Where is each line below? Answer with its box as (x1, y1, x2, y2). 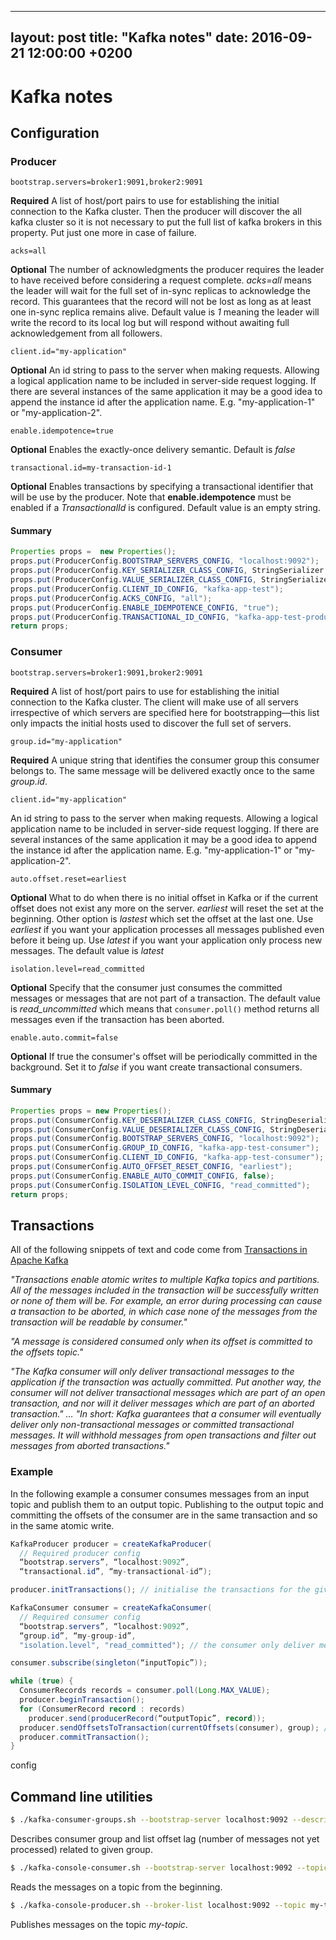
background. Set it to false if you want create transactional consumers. (10, 1061, 303, 1073)
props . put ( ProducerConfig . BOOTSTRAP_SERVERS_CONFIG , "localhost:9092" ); (10, 556, 320, 566)
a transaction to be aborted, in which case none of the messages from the (10, 1306, 318, 1318)
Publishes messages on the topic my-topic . (10, 1918, 188, 1930)
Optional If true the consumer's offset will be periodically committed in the (10, 1050, 318, 1062)
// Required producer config (19, 1548, 141, 1558)
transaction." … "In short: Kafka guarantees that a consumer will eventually (10, 1408, 322, 1420)
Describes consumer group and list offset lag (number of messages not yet (10, 1833, 320, 1845)
